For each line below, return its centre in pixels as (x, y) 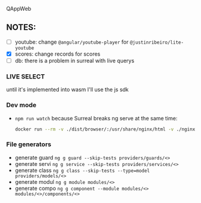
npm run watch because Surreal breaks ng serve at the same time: (96, 118)
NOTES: (21, 27)
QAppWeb (19, 9)
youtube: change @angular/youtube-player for (72, 42)
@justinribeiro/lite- (157, 42)
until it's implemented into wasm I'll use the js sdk (67, 90)
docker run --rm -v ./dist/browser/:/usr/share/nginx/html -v (94, 129)
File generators (29, 144)
